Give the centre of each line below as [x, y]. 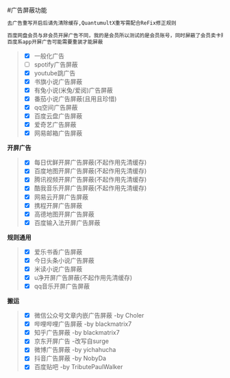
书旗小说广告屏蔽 [58, 82]
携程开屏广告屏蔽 [58, 205]
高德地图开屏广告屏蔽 [64, 214]
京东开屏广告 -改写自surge [72, 341]
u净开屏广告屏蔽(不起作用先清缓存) [83, 277]
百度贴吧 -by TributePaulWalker [78, 367]
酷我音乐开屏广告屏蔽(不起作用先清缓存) [90, 188]
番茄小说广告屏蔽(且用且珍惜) [75, 99]
